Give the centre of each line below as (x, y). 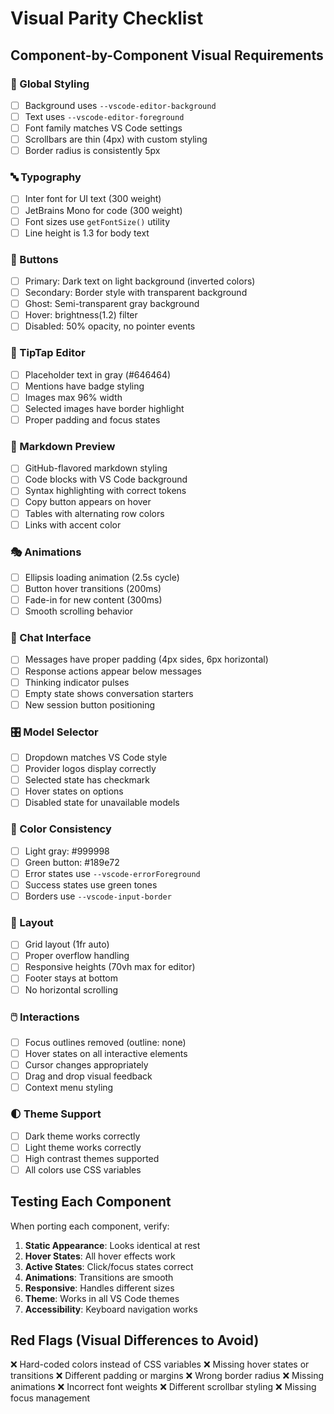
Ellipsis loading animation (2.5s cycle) (102, 577)
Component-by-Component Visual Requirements (167, 55)
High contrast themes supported (92, 1158)
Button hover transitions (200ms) (93, 588)
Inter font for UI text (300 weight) (93, 199)
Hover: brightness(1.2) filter (81, 315)
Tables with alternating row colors (94, 513)
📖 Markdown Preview (63, 446)
